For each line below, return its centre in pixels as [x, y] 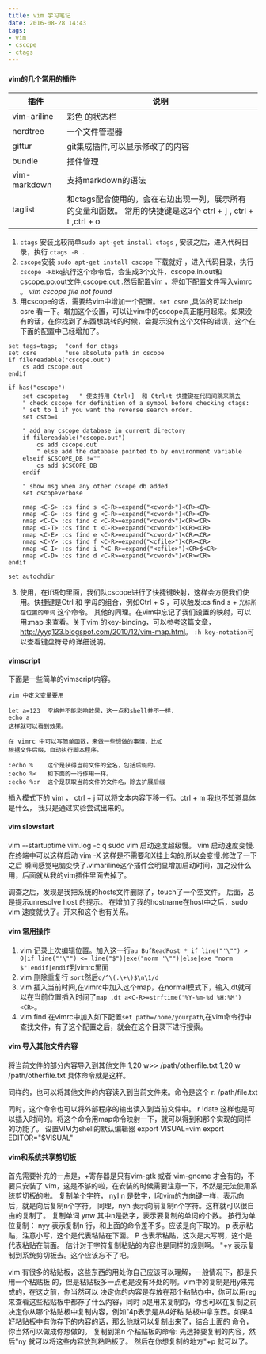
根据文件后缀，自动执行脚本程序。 [55, 750]
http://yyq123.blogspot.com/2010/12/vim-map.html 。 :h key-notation [133, 632]
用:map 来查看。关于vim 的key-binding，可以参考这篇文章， [117, 622]
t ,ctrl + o [84, 221]
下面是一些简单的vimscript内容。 [61, 679]
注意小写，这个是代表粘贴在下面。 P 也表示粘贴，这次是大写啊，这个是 [137, 1235]
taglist [24, 209]
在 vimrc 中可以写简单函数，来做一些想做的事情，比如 [85, 742]
